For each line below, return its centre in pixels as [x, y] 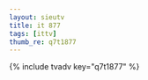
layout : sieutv [37, 17]
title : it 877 [35, 25]
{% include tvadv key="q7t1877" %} [74, 67]
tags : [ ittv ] [33, 33]
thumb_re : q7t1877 [43, 42]
